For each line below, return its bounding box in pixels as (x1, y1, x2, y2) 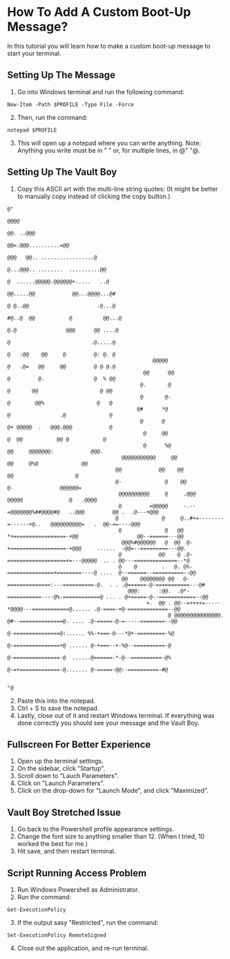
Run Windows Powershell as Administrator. (17, 886, 140, 894)
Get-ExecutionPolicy (7, 906, 67, 913)
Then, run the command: (17, 113, 88, 121)
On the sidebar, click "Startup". (17, 764, 106, 773)
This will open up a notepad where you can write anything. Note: (17, 139, 202, 147)
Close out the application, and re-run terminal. (17, 944, 149, 952)
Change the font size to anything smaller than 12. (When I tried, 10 (17, 832, 205, 841)
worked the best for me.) (17, 840, 88, 848)
